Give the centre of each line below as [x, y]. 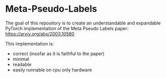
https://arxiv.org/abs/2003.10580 [40, 34]
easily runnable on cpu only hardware [52, 70]
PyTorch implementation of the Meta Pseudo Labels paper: [67, 28]
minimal [21, 59]
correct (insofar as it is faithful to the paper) [59, 54]
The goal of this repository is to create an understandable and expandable [83, 23]
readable [22, 64]
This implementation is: [30, 43]
